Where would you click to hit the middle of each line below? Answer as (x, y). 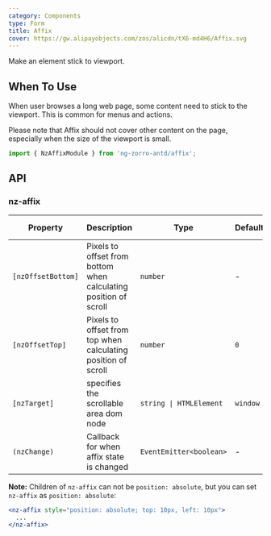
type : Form (27, 23)
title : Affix (30, 31)
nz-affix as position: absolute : (63, 495)
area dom (104, 413)
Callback (103, 436)
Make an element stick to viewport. (67, 61)
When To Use (43, 87)
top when (104, 339)
